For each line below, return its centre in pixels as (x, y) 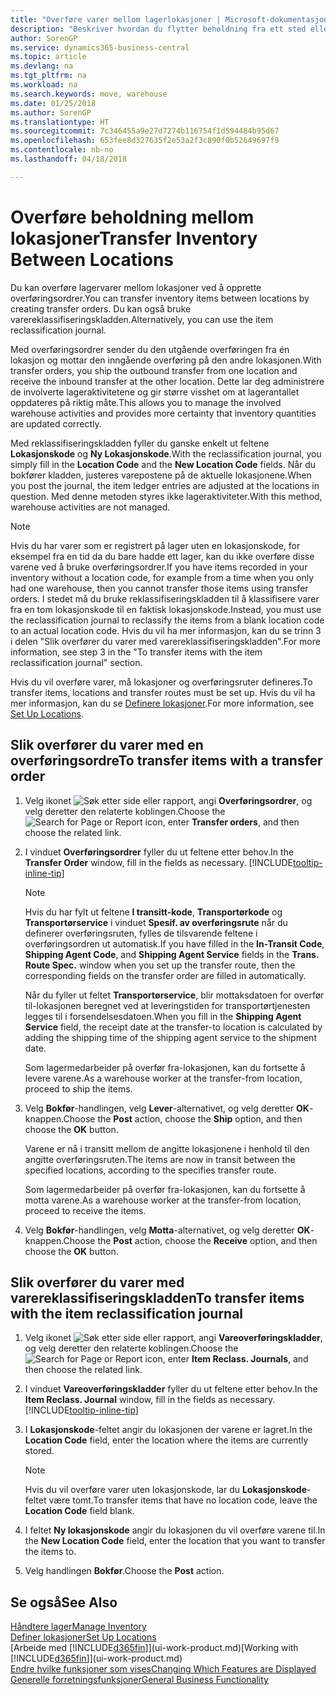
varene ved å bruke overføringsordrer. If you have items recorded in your (159, 567)
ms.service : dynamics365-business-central (100, 47)
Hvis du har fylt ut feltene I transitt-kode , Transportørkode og (153, 912)
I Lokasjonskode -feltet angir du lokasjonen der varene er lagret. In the (168, 1430)
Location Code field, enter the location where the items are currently (166, 1440)
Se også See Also (64, 1602)
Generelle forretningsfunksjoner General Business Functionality (139, 1680)
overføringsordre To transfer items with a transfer (166, 761)
